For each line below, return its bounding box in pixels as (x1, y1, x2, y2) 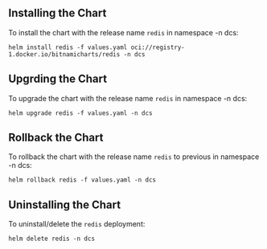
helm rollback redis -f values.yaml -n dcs (8, 176, 157, 184)
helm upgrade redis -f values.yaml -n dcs (8, 108, 153, 117)
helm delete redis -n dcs (8, 235, 95, 243)
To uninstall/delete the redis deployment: (8, 219, 146, 229)
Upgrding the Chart (8, 72, 107, 86)
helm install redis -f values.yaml (8, 43, 128, 51)
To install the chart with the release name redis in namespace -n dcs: (8, 27, 239, 37)
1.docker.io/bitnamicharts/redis (8, 50, 121, 59)
